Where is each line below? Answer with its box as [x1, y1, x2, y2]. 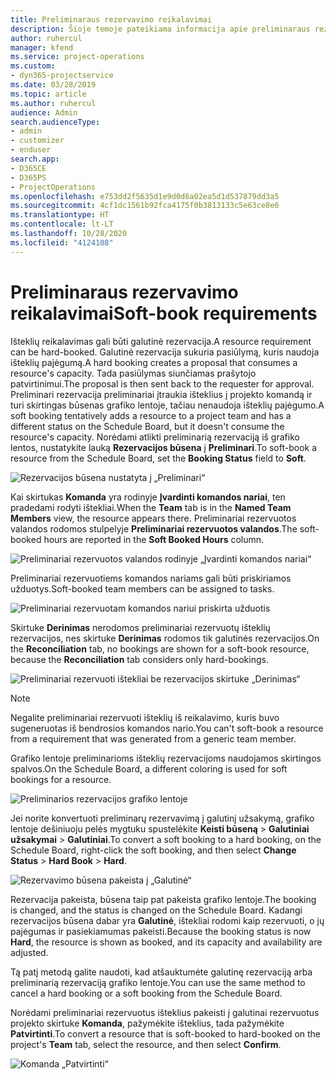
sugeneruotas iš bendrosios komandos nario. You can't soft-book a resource [10, 722, 324, 734]
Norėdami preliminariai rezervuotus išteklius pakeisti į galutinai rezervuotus [10, 1006, 320, 1018]
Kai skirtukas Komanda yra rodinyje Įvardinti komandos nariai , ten [10, 491, 286, 503]
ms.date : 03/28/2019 [10, 80, 97, 90]
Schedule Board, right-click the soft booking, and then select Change [10, 844, 297, 856]
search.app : [10, 154, 60, 164]
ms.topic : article [10, 89, 87, 99]
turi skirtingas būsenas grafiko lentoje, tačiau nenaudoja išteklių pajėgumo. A [10, 399, 325, 411]
